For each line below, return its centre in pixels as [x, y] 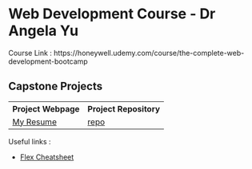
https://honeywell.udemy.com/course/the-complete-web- [149, 53]
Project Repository [124, 108]
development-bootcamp [48, 61]
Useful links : [30, 141]
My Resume [35, 122]
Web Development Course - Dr [112, 14]
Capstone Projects [56, 86]
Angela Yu [43, 31]
